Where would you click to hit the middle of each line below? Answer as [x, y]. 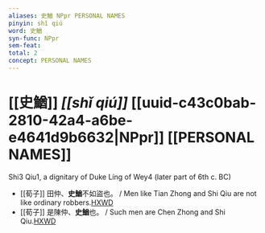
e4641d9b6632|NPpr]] [87, 138]
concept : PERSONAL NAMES [50, 61]
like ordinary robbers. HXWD [67, 202]
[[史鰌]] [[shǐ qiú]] [68, 103]
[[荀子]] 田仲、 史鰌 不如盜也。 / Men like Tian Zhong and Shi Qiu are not [138, 193]
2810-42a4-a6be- [70, 121]
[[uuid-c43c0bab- [193, 103]
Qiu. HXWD [38, 221]
